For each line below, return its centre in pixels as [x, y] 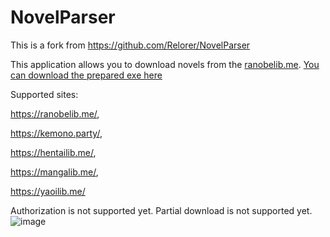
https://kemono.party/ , [56, 133]
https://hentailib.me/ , [53, 152]
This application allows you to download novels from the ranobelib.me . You [165, 64]
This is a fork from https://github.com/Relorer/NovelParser [130, 45]
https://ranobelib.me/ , [55, 113]
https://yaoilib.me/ [48, 191]
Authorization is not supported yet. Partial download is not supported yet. [161, 210]
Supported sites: [44, 94]
